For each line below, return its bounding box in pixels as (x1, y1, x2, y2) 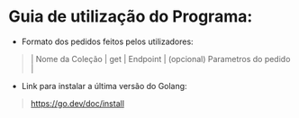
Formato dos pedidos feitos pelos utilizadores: (21, 36, 195, 47)
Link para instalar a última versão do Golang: (21, 80, 187, 91)
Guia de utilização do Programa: (8, 6, 253, 27)
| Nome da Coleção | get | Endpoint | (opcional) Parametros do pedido (30, 53, 291, 64)
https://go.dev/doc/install (30, 97, 125, 109)
